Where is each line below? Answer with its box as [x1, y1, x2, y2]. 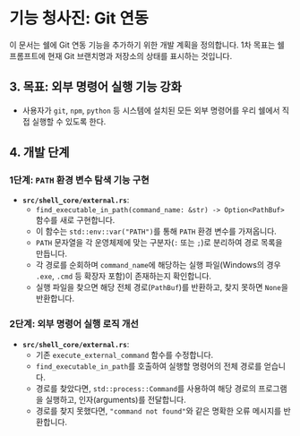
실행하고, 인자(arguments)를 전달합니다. [45, 394, 186, 405]
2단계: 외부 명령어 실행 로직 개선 [9, 318, 139, 330]
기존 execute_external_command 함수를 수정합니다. [35, 349, 214, 360]
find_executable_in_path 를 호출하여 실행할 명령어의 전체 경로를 [35, 360, 262, 372]
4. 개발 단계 [9, 145, 70, 160]
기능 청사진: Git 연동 [9, 8, 150, 29]
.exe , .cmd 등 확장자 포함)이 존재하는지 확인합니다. [35, 270, 212, 282]
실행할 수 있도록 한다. [31, 115, 107, 126]
